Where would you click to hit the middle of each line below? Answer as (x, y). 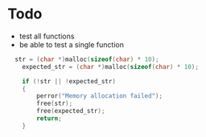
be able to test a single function (71, 44)
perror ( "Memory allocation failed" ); (99, 96)
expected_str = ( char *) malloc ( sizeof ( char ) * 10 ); (110, 66)
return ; (49, 119)
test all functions (47, 36)
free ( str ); (55, 104)
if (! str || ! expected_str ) (69, 81)
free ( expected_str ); (71, 111)
